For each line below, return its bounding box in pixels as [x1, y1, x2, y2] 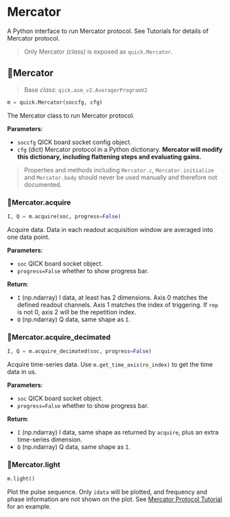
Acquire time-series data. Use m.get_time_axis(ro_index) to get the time [7, 360, 213, 368]
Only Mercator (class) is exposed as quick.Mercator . [23, 47, 173, 56]
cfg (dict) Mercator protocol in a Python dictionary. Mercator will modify [16, 145, 223, 153]
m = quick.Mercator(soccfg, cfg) [7, 99, 103, 106]
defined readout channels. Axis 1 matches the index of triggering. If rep [16, 300, 218, 309]
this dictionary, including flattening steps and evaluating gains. [16, 152, 202, 161]
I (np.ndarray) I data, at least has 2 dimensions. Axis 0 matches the [16, 293, 208, 301]
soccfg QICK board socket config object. [16, 138, 132, 146]
